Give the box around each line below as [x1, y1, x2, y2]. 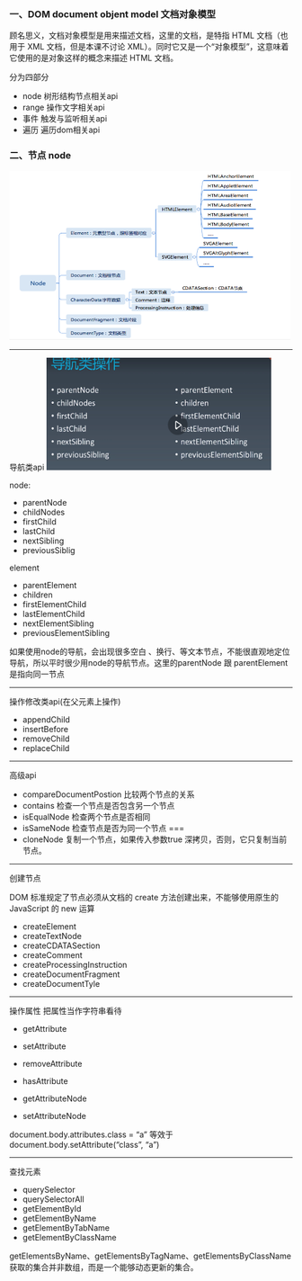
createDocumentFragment [22, 969, 120, 980]
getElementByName [22, 1213, 97, 1223]
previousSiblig [22, 544, 75, 555]
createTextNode [22, 930, 83, 941]
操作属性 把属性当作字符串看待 [9, 1005, 122, 1016]
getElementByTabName [22, 1222, 111, 1233]
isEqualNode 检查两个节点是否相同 [22, 811, 151, 822]
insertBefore [22, 723, 69, 734]
